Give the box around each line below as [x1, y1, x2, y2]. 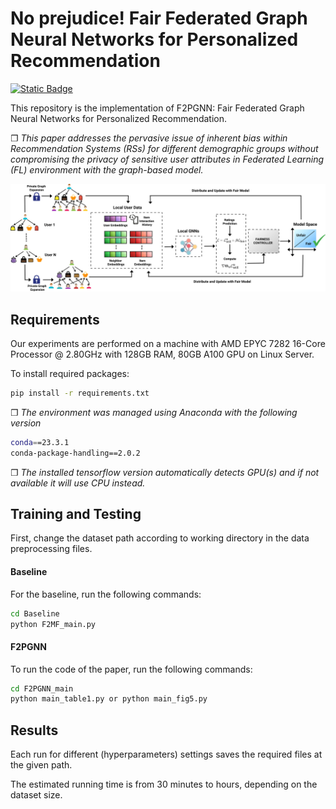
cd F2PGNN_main [10, 683, 74, 694]
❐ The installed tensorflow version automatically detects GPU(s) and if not [10, 466, 320, 478]
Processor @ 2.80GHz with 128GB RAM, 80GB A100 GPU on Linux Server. [10, 348, 315, 361]
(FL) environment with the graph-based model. [10, 163, 204, 176]
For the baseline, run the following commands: [10, 588, 202, 600]
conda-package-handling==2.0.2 [10, 448, 141, 458]
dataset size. [10, 789, 63, 801]
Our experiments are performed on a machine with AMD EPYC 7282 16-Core [10, 338, 326, 350]
